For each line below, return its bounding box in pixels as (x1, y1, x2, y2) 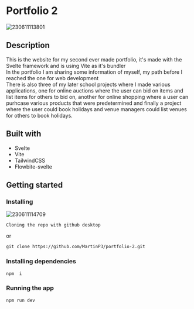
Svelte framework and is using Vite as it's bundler (6, 62, 126, 69)
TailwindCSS (14, 157, 46, 164)
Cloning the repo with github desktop (6, 222, 101, 228)
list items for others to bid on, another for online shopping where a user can (6, 93, 189, 100)
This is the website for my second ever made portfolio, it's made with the (6, 56, 182, 63)
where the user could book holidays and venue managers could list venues (6, 105, 188, 112)
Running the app (6, 284, 55, 292)
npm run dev (6, 297, 35, 303)
